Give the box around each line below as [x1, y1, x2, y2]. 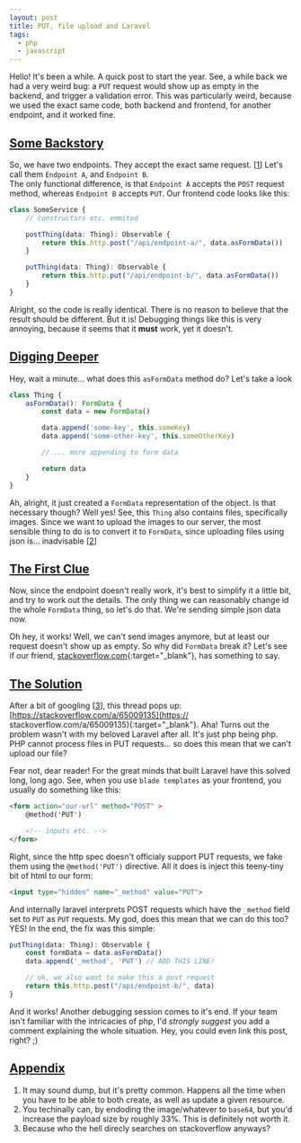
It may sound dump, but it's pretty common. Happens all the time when [22, 1085, 286, 1095]
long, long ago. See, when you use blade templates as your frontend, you [9, 775, 281, 786]
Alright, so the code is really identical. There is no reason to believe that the [9, 304, 289, 315]
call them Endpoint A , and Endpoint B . [9, 168, 149, 180]
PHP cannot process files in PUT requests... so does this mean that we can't [9, 739, 292, 749]
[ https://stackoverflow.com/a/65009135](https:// [9, 710, 189, 721]
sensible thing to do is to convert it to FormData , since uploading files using [9, 526, 285, 536]
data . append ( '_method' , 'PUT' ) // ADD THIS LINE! [25, 957, 216, 966]
